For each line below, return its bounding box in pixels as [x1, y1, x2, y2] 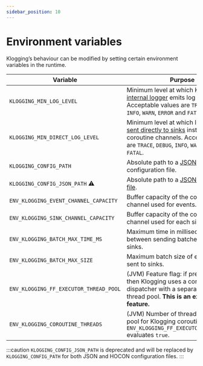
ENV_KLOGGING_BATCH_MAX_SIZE [9, 257, 93, 263]
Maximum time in [126, 227, 175, 236]
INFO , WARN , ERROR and [126, 108, 186, 116]
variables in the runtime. [6, 61, 66, 68]
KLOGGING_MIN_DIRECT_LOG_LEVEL [9, 134, 100, 140]
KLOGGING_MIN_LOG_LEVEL [9, 98, 78, 104]
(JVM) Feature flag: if [126, 270, 187, 278]
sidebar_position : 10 [6, 8, 61, 15]
